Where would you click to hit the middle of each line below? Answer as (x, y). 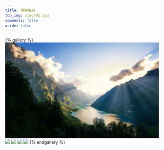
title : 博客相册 (20, 10)
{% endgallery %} (47, 142)
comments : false (21, 20)
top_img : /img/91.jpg (27, 15)
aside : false (18, 26)
